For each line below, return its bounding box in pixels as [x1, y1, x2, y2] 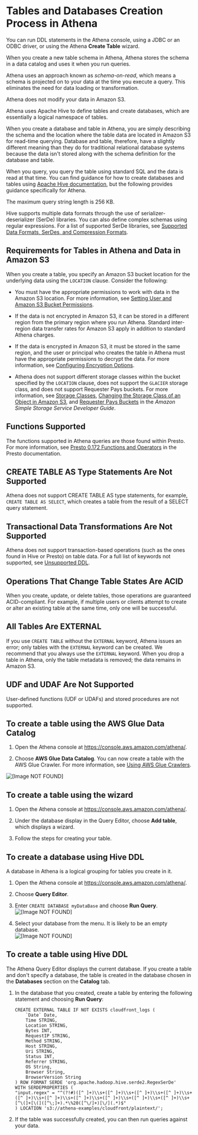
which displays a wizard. [14, 823, 75, 830]
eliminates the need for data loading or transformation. [6, 84, 139, 91]
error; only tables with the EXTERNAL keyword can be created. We [6, 644, 163, 651]
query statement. [6, 505, 48, 512]
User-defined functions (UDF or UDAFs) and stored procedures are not [6, 695, 179, 702]
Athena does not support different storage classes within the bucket [14, 373, 181, 380]
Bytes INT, [25, 1027, 53, 1033]
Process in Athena [6, 17, 98, 30]
